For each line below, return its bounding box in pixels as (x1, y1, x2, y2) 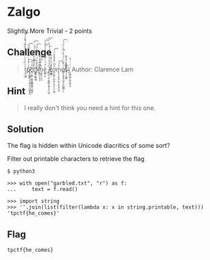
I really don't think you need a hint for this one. (23, 103, 156, 112)
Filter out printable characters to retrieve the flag (7, 155, 145, 163)
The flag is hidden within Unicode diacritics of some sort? (7, 142, 170, 150)
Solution (7, 123, 44, 135)
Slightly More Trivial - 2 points (7, 27, 93, 35)
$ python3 (7, 168, 36, 175)
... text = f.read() (7, 186, 78, 193)
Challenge (7, 47, 52, 58)
